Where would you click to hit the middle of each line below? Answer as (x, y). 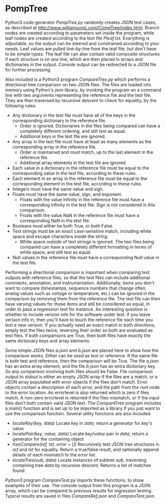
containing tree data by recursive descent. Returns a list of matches (82, 465)
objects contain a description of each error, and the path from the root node (83, 387)
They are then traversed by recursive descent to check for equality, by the (81, 100)
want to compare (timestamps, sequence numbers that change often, (76, 288)
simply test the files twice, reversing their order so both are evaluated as (79, 330)
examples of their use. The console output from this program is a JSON (78, 485)
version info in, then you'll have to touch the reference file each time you (79, 320)
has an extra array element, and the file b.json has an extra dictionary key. (81, 366)
